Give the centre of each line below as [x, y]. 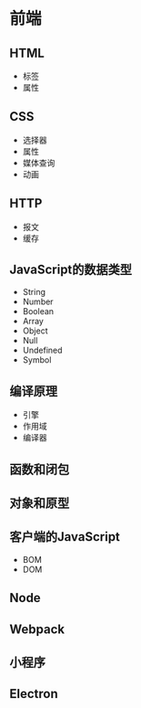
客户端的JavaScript [65, 537]
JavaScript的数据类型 [71, 270]
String [34, 292]
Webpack [37, 629]
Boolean [38, 312]
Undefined [42, 350]
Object [35, 331]
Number [38, 301]
